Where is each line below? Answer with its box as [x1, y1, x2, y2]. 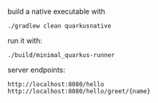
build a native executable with [7, 7, 105, 16]
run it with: [7, 36, 43, 45]
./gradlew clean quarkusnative [7, 22, 112, 30]
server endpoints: [7, 65, 65, 74]
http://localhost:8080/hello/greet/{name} [7, 87, 151, 95]
